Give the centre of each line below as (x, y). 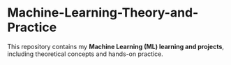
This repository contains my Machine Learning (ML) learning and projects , (116, 46)
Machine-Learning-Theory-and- (103, 13)
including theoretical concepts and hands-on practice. (85, 54)
